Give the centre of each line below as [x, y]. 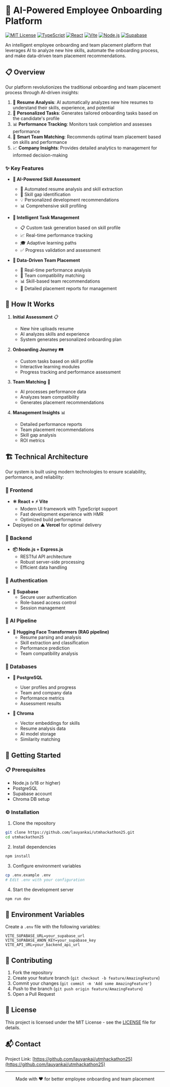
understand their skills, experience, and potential [63, 107]
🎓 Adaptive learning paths [48, 243]
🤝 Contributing [29, 960]
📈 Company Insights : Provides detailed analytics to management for [85, 148]
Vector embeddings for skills [50, 723]
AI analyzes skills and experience [55, 334]
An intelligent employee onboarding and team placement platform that [78, 45]
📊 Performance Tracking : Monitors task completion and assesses [82, 124]
